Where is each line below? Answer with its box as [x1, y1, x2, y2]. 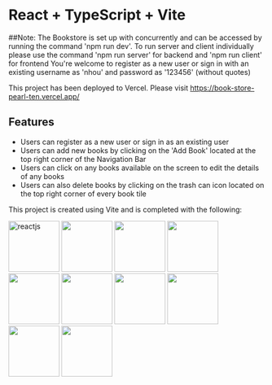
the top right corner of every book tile [20, 189, 147, 199]
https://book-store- [190, 83, 255, 93]
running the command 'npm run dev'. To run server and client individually [8, 41, 254, 50]
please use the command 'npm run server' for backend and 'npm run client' [8, 50, 262, 59]
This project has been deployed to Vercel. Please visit [8, 83, 189, 93]
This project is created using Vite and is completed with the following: [8, 204, 243, 214]
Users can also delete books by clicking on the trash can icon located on [20, 180, 265, 190]
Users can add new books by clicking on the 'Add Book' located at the [20, 145, 257, 155]
